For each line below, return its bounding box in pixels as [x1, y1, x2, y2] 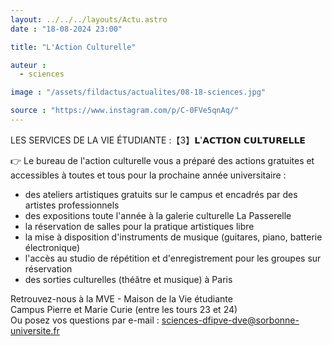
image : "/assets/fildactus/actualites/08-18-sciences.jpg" [10, 87, 267, 98]
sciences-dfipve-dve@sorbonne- [161, 314, 300, 326]
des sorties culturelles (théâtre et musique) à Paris [24, 273, 233, 285]
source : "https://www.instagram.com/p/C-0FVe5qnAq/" [10, 106, 240, 116]
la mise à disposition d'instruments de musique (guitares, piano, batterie [24, 231, 323, 243]
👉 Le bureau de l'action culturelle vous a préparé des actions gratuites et [10, 154, 315, 166]
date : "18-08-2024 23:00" [10, 24, 123, 34]
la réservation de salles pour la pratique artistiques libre [24, 220, 255, 232]
